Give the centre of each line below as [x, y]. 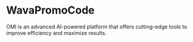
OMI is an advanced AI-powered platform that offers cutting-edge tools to [97, 27]
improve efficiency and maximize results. [57, 33]
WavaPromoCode [50, 10]
